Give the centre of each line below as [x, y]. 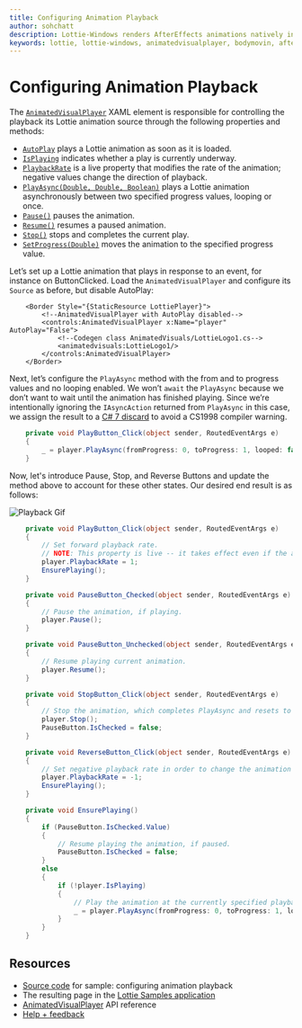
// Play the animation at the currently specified [170, 902]
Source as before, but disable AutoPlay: [82, 291]
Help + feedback [53, 1014]
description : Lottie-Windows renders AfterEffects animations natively [146, 34]
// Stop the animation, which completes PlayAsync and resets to [167, 711]
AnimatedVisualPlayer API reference [89, 1005]
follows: [24, 495]
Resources [40, 964]
